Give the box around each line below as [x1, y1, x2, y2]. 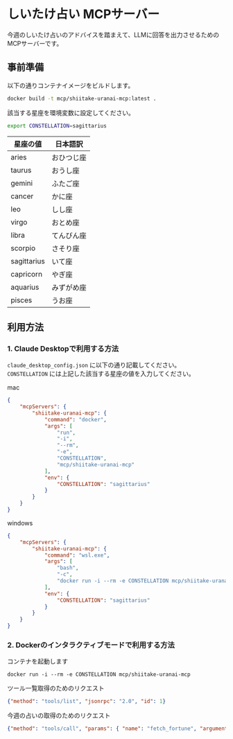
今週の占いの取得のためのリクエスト [7, 711, 111, 720]
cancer [10, 191, 34, 201]
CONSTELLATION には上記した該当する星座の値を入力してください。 [7, 369, 196, 378]
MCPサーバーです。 [7, 39, 63, 47]
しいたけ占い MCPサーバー [7, 6, 160, 22]
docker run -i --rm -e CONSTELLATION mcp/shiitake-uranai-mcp [7, 671, 191, 678]
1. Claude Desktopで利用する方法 [7, 344, 119, 354]
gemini [10, 178, 33, 188]
